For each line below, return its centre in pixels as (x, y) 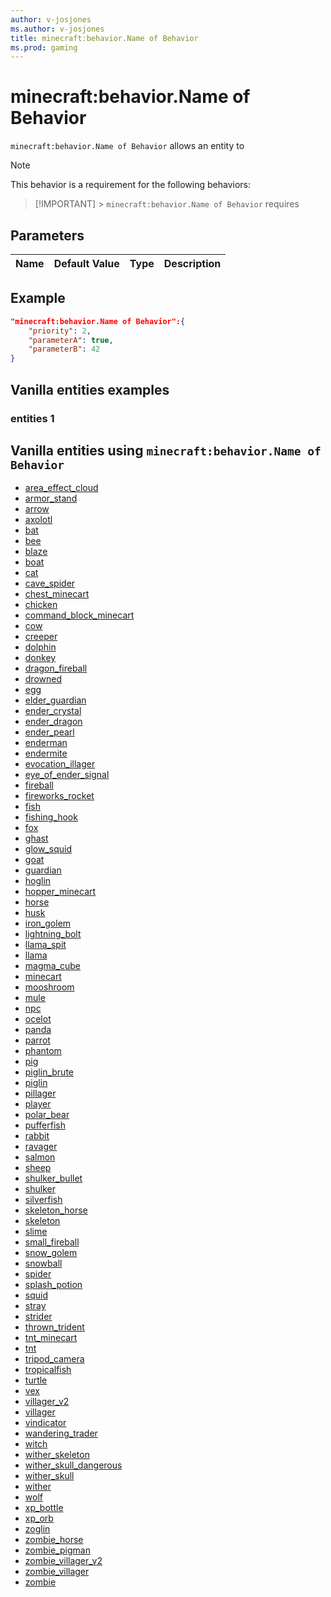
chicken (41, 605)
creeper (41, 637)
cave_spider (50, 583)
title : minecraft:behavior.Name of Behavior (104, 38)
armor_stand (51, 498)
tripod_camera (54, 1359)
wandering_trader (61, 1433)
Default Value (86, 263)
